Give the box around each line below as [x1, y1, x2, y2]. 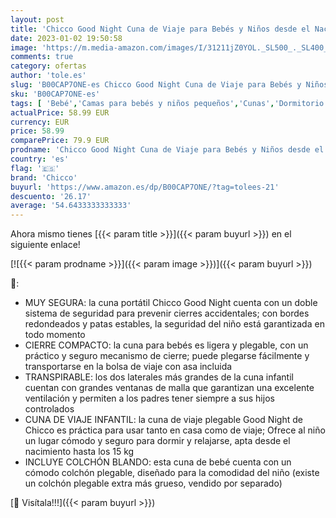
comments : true [10, 52, 74, 62]
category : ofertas [10, 61, 87, 71]
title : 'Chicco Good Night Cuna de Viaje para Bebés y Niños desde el [10, 24, 311, 34]
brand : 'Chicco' [10, 172, 78, 183]
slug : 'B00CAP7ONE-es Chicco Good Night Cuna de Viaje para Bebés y [10, 80, 302, 90]
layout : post [10, 14, 65, 25]
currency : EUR [10, 117, 70, 127]
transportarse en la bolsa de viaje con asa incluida [24, 361, 233, 373]
